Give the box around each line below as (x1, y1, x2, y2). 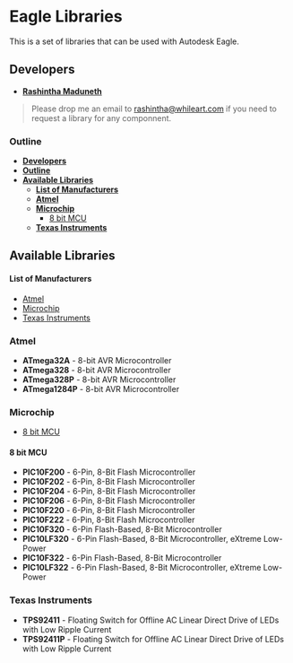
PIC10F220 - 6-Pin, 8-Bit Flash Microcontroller (22, 505, 195, 516)
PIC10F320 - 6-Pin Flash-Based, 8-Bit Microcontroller (22, 524, 222, 535)
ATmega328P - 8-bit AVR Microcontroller (22, 374, 177, 385)
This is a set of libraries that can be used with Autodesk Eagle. (9, 36, 239, 47)
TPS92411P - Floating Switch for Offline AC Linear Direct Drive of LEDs (22, 633, 285, 644)
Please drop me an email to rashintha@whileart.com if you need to (30, 103, 278, 114)
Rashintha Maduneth (22, 85, 103, 96)
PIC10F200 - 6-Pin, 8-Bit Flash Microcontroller (22, 467, 196, 477)
